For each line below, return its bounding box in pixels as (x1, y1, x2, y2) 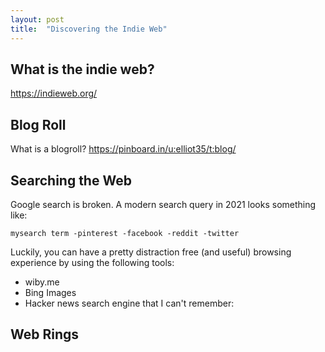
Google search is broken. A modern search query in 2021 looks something (10, 198, 317, 210)
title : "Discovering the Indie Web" (10, 24, 168, 34)
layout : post (10, 14, 65, 25)
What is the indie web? (10, 61, 155, 78)
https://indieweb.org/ (10, 87, 98, 100)
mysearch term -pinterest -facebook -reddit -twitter (10, 228, 240, 238)
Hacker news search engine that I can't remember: (24, 297, 235, 309)
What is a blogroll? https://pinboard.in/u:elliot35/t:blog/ (10, 143, 237, 155)
